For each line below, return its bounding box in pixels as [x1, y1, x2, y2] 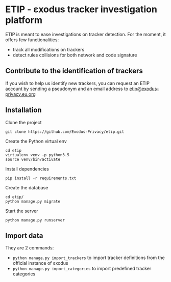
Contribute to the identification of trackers [5, 67, 143, 75]
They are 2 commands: [5, 245, 54, 251]
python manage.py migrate [5, 199, 60, 204]
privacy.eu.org [5, 91, 36, 97]
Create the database [5, 184, 48, 190]
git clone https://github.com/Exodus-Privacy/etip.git [5, 129, 125, 134]
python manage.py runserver [5, 217, 65, 222]
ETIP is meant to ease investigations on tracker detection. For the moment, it [5, 31, 166, 37]
